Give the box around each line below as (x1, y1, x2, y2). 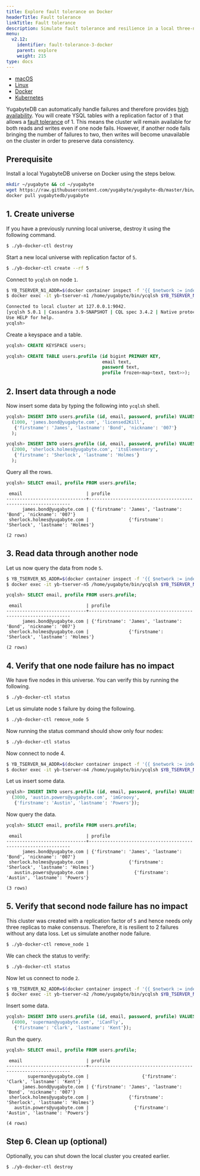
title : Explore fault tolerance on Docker (6, 8, 113, 15)
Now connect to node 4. (6, 750, 65, 757)
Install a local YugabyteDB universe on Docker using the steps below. (6, 170, 176, 177)
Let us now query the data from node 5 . (6, 564, 103, 572)
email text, (102, 358, 132, 365)
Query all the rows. (6, 468, 53, 475)
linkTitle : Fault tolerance (6, 20, 76, 26)
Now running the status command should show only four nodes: (6, 727, 164, 734)
